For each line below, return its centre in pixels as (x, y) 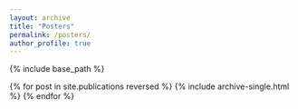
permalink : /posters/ (50, 35)
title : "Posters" (42, 26)
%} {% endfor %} (42, 96)
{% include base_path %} (57, 69)
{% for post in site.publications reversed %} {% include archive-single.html (149, 86)
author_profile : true (50, 43)
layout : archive (40, 18)
